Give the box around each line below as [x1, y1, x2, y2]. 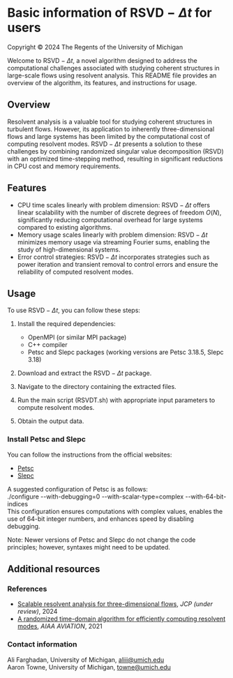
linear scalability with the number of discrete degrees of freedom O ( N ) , [17, 208, 222, 216]
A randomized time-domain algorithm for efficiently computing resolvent [17, 614, 225, 623]
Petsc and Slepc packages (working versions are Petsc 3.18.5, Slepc [27, 348, 224, 357]
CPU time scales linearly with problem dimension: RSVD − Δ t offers [17, 200, 211, 209]
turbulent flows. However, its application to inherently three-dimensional [7, 124, 215, 133]
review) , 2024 [17, 607, 58, 616]
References [7, 584, 47, 594]
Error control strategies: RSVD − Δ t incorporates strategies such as [17, 253, 210, 261]
